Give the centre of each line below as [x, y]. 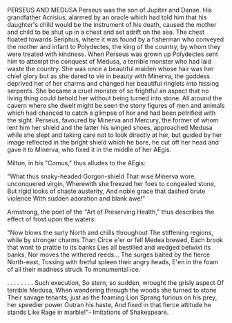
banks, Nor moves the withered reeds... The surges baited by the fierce [109, 255]
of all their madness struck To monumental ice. [74, 269]
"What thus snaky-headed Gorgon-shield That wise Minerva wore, [102, 176]
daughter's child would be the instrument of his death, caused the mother [112, 25]
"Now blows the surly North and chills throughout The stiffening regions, [110, 232]
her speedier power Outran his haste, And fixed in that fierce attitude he [109, 305]
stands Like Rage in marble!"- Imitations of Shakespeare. [88, 312]
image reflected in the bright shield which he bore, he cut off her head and [113, 142]
